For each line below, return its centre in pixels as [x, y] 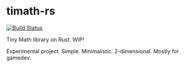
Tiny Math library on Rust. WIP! [45, 39]
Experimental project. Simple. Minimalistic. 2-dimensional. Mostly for [92, 51]
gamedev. [19, 57]
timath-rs [31, 11]
